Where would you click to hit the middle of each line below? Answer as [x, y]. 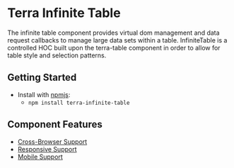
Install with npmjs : [44, 94]
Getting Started [42, 78]
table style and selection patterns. [57, 55]
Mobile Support [40, 157]
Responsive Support [47, 149]
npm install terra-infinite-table [79, 103]
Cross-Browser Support [52, 141]
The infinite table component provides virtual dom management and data [114, 33]
